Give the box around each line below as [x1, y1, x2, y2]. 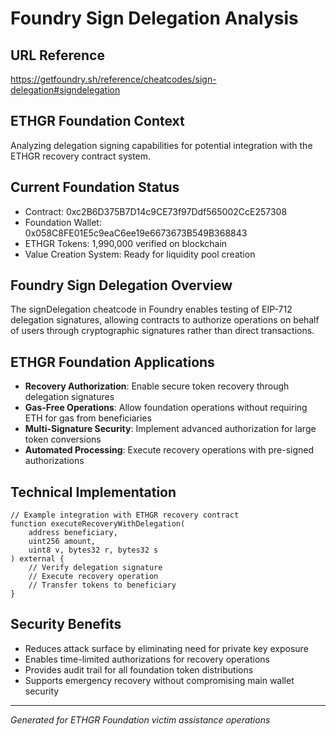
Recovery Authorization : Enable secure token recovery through [24, 380, 290, 392]
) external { [10, 554, 65, 564]
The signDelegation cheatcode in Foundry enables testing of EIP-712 [10, 303, 293, 316]
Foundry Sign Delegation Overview [10, 277, 233, 294]
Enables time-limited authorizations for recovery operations [24, 653, 270, 665]
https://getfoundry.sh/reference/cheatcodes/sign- [10, 73, 217, 85]
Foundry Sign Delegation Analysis [10, 7, 299, 30]
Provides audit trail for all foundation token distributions [24, 663, 254, 676]
